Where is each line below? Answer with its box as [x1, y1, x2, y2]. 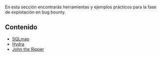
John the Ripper [12, 46, 44, 52]
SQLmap [12, 36, 30, 42]
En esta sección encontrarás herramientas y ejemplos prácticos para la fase [5, 4, 157, 10]
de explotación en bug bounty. [5, 9, 66, 15]
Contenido [5, 23, 38, 31]
